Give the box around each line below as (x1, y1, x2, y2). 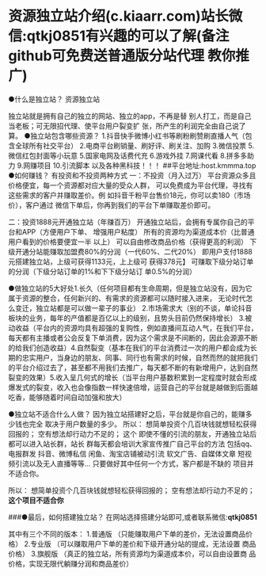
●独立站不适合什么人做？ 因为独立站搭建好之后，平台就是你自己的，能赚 (8, 409, 245, 418)
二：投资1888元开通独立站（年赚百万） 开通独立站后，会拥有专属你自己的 (8, 217, 248, 227)
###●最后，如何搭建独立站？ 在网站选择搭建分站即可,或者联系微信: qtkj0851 (8, 512, 257, 521)
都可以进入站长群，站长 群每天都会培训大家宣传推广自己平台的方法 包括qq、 (8, 439, 257, 448)
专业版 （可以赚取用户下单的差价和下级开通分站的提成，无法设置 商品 (30, 539, 256, 548)
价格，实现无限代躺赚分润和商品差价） (8, 559, 133, 568)
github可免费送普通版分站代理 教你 (8, 47, 236, 65)
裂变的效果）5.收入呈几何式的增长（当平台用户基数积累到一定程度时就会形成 (8, 372, 257, 382)
